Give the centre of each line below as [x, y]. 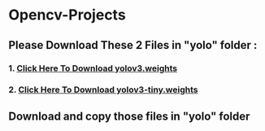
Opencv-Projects [67, 15]
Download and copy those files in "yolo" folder [129, 116]
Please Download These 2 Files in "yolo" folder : [133, 45]
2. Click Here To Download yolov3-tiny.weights [103, 90]
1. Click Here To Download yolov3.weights [93, 68]
